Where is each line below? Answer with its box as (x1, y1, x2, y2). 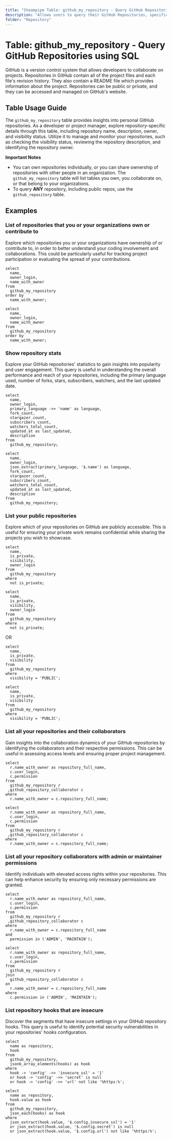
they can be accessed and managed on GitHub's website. (5, 89, 127, 95)
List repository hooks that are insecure (5, 1006, 104, 1013)
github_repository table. (12, 192, 66, 198)
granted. (5, 882, 24, 888)
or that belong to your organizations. (12, 180, 90, 187)
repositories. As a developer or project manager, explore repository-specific (5, 122, 165, 129)
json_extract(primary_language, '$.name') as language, (10, 465, 132, 470)
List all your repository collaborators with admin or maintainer (5, 853, 162, 860)
